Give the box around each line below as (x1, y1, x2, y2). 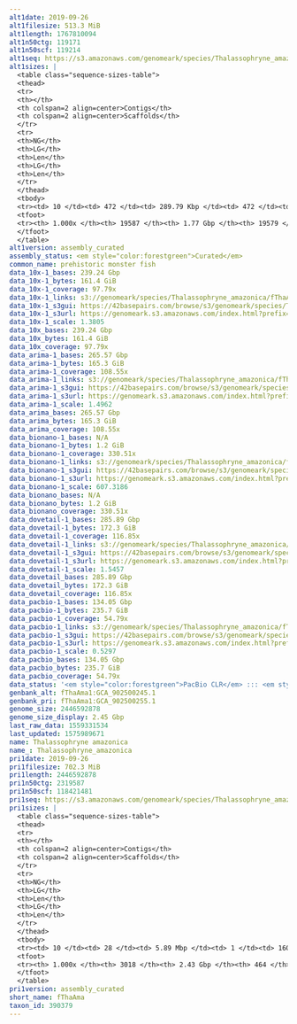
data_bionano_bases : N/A (9, 491, 101, 500)
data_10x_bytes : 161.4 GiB (9, 334, 109, 343)
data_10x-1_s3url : (9, 309, 77, 319)
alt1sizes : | (9, 63, 57, 72)
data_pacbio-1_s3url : (9, 639, 89, 648)
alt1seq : (9, 54, 42, 63)
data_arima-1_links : (9, 376, 86, 384)
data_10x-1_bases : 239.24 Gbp (9, 268, 121, 277)
